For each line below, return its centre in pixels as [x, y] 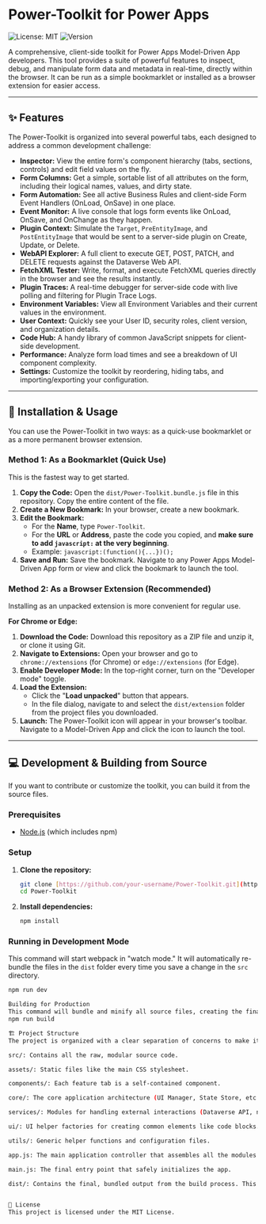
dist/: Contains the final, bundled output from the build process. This [133, 1184]
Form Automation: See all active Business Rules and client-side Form [133, 194]
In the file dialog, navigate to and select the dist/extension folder [138, 704]
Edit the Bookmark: [52, 517]
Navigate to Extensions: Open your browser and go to [108, 654]
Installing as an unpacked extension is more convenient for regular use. [125, 606]
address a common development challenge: [80, 145]
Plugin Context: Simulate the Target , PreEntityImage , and [114, 228]
